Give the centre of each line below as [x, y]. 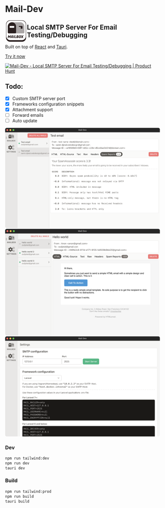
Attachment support [32, 109]
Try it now [15, 56]
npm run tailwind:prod [28, 491]
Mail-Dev [24, 9]
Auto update [25, 121]
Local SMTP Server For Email [72, 27]
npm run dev [17, 463]
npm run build [20, 496]
